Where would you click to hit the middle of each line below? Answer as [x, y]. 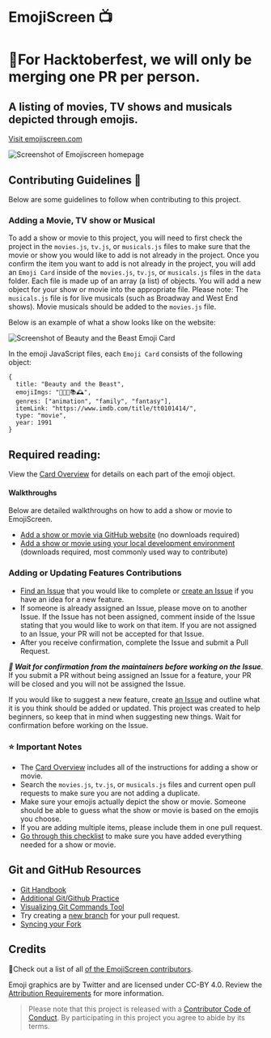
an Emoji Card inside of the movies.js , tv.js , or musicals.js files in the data [135, 273]
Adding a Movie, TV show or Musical [82, 220]
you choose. [41, 819]
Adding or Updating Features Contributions [95, 573]
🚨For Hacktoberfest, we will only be [130, 60]
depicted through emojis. [74, 119]
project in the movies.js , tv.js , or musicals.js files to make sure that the [129, 247]
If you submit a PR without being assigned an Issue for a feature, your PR [130, 675]
